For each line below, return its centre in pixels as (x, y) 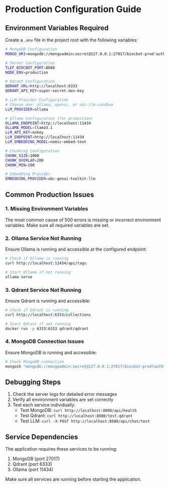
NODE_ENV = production (27, 72)
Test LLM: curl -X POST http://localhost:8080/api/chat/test (85, 421)
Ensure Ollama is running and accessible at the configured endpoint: (76, 249)
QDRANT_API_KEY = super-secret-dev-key (45, 91)
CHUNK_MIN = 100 (20, 165)
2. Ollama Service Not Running (43, 238)
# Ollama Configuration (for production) (49, 118)
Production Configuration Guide (73, 9)
